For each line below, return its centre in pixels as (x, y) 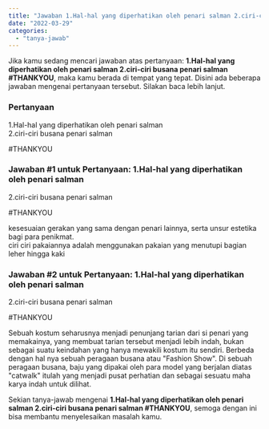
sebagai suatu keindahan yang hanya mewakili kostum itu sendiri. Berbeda (131, 350)
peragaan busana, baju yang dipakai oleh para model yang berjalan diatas (130, 367)
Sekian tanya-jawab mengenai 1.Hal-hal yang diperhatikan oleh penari (126, 400)
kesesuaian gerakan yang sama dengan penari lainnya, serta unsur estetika (132, 228)
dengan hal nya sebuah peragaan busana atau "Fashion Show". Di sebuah (130, 358)
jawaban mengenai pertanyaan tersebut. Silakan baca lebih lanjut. (117, 87)
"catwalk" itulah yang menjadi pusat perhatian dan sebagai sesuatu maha (129, 376)
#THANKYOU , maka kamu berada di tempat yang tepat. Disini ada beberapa (134, 78)
